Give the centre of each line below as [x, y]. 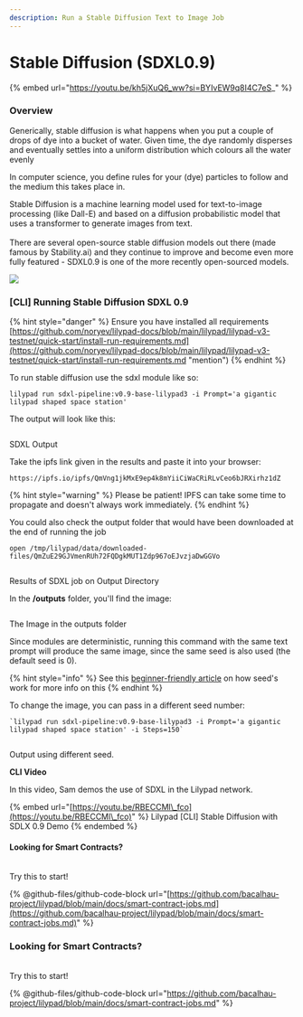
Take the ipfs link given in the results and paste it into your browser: [135, 462]
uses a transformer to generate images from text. [101, 223]
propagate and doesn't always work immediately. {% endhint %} [130, 505]
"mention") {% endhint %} [237, 360]
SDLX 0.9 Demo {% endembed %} [74, 826]
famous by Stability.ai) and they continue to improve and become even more [151, 252]
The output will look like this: [62, 419]
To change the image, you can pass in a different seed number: [128, 705]
